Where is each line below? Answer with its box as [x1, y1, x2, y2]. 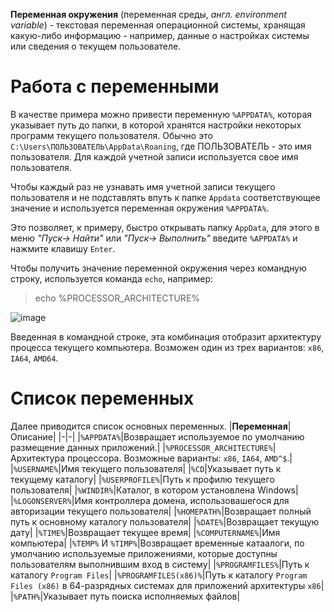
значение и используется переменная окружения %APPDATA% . [10, 202, 270, 214]
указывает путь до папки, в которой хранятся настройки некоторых [10, 119, 302, 131]
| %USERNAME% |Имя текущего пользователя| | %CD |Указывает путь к [10, 462, 282, 474]
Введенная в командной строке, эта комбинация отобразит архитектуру [10, 330, 322, 343]
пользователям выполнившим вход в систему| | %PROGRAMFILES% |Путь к [10, 558, 310, 570]
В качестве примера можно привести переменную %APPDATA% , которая [10, 108, 312, 120]
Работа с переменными [10, 75, 220, 98]
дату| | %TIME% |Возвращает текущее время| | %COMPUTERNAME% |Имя [10, 526, 281, 538]
